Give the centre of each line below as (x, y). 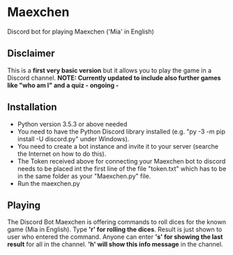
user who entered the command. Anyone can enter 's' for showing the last (115, 237)
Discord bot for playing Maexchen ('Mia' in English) (81, 31)
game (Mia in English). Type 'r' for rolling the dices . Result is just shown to (115, 229)
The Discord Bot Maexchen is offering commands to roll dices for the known (117, 222)
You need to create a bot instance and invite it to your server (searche (118, 146)
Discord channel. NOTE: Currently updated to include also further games (114, 78)
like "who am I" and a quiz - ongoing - (63, 85)
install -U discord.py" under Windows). (73, 139)
